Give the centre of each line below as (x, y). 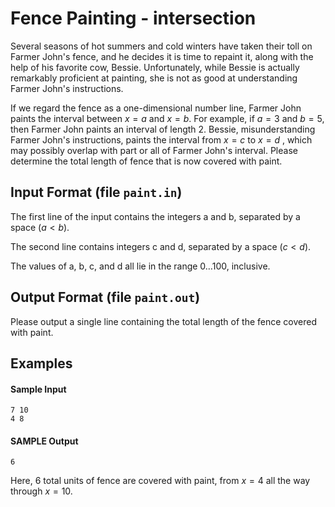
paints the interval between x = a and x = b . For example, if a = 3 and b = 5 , (167, 118)
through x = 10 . (41, 491)
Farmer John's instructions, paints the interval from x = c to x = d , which (161, 139)
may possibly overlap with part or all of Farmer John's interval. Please (154, 150)
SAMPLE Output (44, 441)
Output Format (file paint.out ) (105, 297)
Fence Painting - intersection (133, 18)
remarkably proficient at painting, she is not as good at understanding (154, 78)
